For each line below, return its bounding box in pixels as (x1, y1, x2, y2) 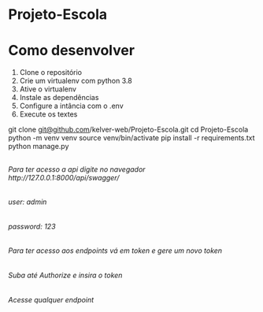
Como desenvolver (8, 42, 135, 60)
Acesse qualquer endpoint (8, 295, 94, 304)
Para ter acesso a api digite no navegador (8, 164, 146, 174)
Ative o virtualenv (19, 84, 77, 94)
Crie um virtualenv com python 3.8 (19, 76, 132, 86)
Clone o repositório (19, 68, 83, 77)
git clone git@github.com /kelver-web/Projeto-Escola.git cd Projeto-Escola (8, 124, 249, 135)
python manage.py (8, 142, 69, 151)
